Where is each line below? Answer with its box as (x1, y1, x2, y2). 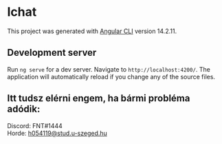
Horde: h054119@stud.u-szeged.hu (7, 129, 108, 137)
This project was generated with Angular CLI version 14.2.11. (7, 27, 177, 35)
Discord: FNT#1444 (7, 121, 63, 130)
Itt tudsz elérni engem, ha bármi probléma (7, 92, 190, 104)
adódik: (7, 103, 41, 115)
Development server (7, 47, 97, 59)
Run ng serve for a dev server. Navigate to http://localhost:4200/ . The (7, 65, 211, 73)
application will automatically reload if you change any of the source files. (7, 72, 215, 81)
